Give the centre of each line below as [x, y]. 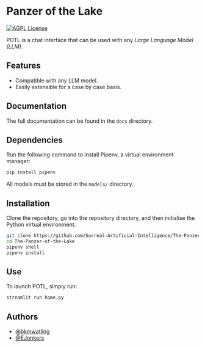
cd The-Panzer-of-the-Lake [41, 241]
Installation [28, 203]
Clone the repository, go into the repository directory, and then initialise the [101, 218]
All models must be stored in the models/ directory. [70, 184]
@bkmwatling [32, 332]
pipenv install [26, 253]
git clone [19, 236]
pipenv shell [23, 247]
